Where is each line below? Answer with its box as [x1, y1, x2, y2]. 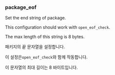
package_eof [5, 4, 37, 11]
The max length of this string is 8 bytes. [5, 34, 85, 40]
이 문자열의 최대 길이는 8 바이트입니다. [5, 65, 78, 71]
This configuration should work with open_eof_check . [5, 24, 111, 30]
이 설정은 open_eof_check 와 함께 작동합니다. [5, 54, 88, 60]
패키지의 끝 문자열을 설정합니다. [5, 44, 65, 50]
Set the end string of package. [5, 15, 66, 21]
